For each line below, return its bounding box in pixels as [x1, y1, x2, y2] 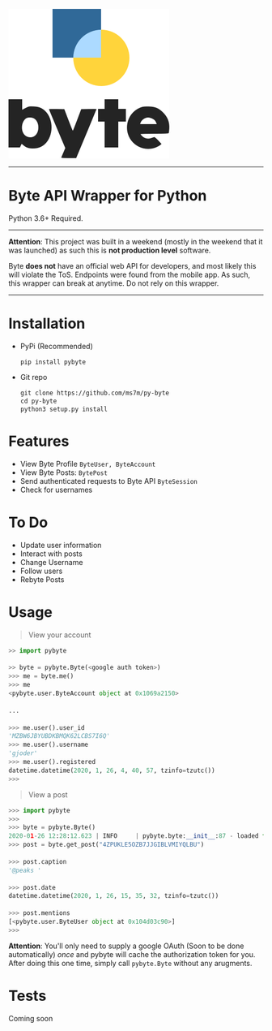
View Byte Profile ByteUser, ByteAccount [19, 459, 156, 468]
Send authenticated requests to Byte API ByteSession [19, 476, 198, 485]
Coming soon [8, 1013, 53, 1023]
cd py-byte [19, 397, 57, 405]
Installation [8, 314, 86, 333]
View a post [28, 789, 68, 800]
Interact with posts [19, 549, 83, 559]
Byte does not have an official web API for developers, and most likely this [8, 261, 257, 270]
